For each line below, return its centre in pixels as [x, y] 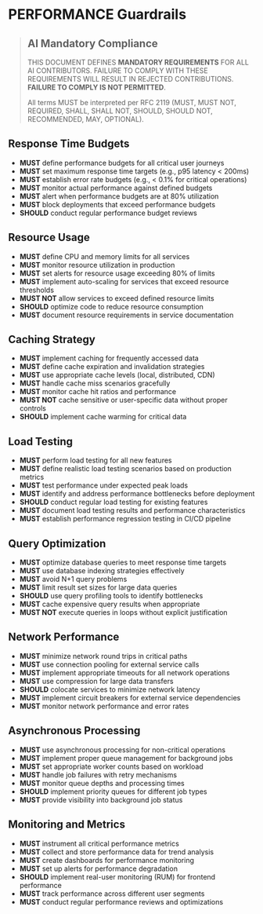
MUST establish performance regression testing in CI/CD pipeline [125, 519]
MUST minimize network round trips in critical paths [103, 656]
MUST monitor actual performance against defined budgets [116, 188]
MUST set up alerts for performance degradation [99, 868]
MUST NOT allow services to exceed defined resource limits [117, 298]
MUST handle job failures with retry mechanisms [98, 774]
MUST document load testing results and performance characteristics [132, 510]
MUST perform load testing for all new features [95, 460]
